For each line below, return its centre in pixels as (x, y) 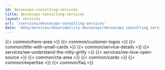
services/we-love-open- (128, 52)
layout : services (23, 19)
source (12, 57)
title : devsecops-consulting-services (45, 14)
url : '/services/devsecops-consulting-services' (56, 23)
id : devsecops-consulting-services (41, 10)
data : (11, 28)
